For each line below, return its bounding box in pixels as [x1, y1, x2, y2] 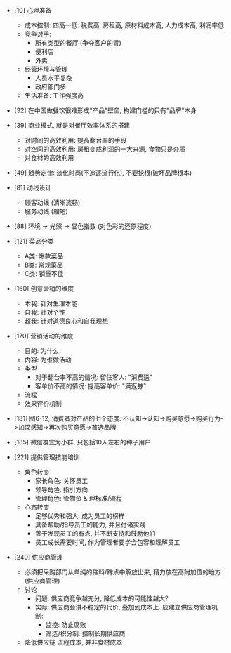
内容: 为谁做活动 [24, 355, 72, 364]
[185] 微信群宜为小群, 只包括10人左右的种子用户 [13, 438, 152, 446]
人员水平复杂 [34, 74, 72, 82]
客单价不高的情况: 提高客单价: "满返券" [34, 382, 147, 390]
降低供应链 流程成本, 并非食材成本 [24, 638, 123, 646]
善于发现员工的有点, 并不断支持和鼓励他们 [34, 529, 156, 537]
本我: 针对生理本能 [24, 299, 78, 308]
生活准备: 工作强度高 [24, 91, 84, 100]
